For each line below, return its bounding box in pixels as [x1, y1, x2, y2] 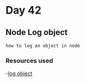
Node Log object [5, 27, 68, 37]
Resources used [5, 56, 53, 65]
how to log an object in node [5, 43, 81, 49]
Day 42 [5, 4, 42, 17]
